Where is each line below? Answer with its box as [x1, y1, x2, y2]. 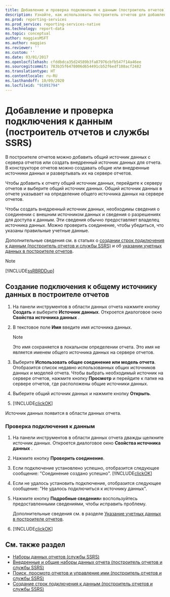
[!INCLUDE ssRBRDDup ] [5, 267, 55, 274]
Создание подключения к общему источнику [5, 282, 157, 291]
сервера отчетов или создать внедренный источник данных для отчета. [5, 159, 162, 165]
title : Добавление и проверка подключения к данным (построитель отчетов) [5, 7, 166, 13]
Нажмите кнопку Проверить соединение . [12, 455, 105, 461]
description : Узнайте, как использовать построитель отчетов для [5, 12, 146, 17]
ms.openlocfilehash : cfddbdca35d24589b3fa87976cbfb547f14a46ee [5, 59, 142, 64]
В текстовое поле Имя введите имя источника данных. [12, 324, 133, 330]
